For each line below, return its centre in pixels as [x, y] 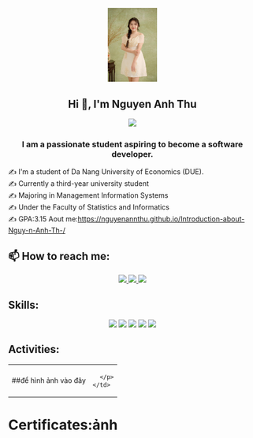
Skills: [24, 304]
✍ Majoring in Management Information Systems [88, 195]
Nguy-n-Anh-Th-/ [37, 230]
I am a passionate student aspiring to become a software [132, 144]
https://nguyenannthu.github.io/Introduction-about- [161, 219]
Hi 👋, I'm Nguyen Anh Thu [132, 104]
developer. [132, 154]
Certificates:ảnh [63, 425]
